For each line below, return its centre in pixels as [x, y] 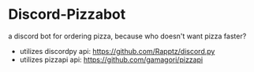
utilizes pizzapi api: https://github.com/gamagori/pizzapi [111, 59]
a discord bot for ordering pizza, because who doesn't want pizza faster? [127, 36]
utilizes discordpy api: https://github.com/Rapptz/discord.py [117, 51]
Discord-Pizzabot [67, 14]
